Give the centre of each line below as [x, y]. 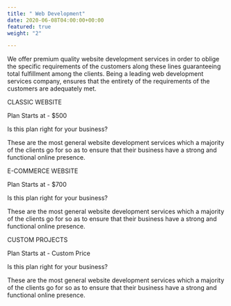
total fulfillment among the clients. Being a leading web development [105, 74]
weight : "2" [24, 33]
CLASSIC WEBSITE [35, 102]
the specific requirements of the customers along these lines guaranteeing [114, 66]
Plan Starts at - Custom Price [49, 253]
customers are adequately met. [52, 89]
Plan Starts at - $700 [37, 185]
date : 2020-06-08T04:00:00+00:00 [56, 20]
